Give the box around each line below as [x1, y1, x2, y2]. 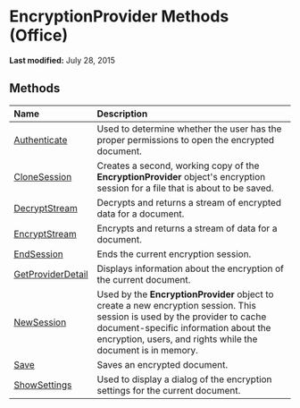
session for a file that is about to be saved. [96, 182, 274, 194]
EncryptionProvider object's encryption [96, 170, 266, 183]
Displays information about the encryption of [96, 262, 284, 275]
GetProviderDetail [13, 268, 88, 280]
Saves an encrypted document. [96, 358, 229, 370]
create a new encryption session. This [96, 299, 256, 311]
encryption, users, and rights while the [96, 333, 258, 345]
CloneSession [13, 170, 72, 183]
